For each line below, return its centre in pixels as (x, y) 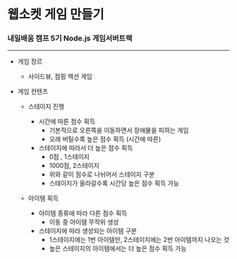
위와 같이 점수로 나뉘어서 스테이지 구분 (102, 174)
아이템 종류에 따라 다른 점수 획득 (83, 213)
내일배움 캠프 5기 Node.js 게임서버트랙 (70, 38)
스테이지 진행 (46, 107)
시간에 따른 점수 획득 (67, 121)
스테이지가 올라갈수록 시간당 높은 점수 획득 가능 (114, 183)
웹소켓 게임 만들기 (56, 14)
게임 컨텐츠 (33, 92)
